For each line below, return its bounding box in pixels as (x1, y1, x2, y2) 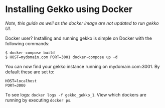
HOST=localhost (5, 78, 37, 83)
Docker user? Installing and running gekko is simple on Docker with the (5, 35, 152, 41)
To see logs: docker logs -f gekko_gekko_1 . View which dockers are (5, 91, 146, 97)
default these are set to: (5, 69, 55, 75)
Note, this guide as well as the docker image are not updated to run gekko (5, 20, 159, 26)
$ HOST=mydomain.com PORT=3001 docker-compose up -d (5, 54, 118, 60)
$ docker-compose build (5, 50, 55, 55)
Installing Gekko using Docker (5, 4, 133, 15)
